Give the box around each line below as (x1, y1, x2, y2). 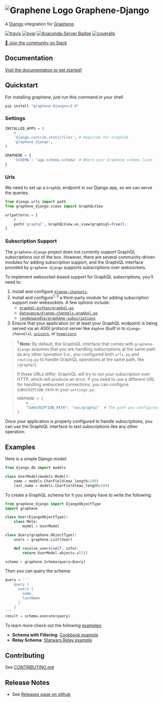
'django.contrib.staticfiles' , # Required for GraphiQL (14, 135, 130, 140)
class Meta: (14, 519, 38, 524)
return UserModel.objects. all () (22, 550, 88, 555)
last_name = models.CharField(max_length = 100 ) (14, 483, 110, 488)
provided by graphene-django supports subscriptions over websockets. (5, 264, 147, 270)
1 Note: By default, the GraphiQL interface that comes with (16, 340, 134, 347)
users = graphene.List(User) (14, 537, 73, 542)
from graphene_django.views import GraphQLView (5, 204, 103, 209)
